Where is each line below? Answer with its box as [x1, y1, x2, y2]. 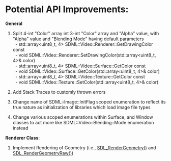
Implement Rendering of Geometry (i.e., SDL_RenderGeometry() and [12, 144, 156, 151]
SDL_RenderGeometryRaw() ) [12, 150, 74, 156]
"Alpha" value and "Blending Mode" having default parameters [12, 36, 144, 42]
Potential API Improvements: [5, 4, 129, 15]
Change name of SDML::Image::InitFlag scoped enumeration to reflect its [12, 98, 166, 105]
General [5, 20, 23, 26]
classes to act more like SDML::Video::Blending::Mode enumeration [12, 119, 154, 125]
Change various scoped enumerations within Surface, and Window [12, 114, 154, 120]
